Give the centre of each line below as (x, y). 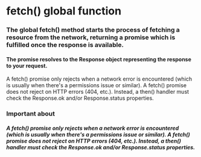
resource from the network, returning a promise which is (91, 37)
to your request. (27, 66)
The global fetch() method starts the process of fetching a (93, 30)
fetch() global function (64, 11)
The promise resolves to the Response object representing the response (99, 59)
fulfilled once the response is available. (65, 45)
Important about (31, 114)
